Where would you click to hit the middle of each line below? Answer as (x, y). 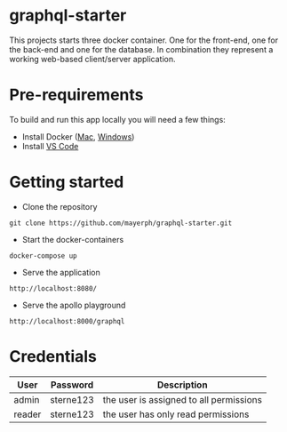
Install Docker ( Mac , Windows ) (78, 136)
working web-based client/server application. (92, 59)
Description (182, 385)
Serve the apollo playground (74, 305)
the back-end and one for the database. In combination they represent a (141, 49)
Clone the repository (60, 206)
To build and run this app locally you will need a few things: (118, 119)
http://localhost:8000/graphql (67, 321)
